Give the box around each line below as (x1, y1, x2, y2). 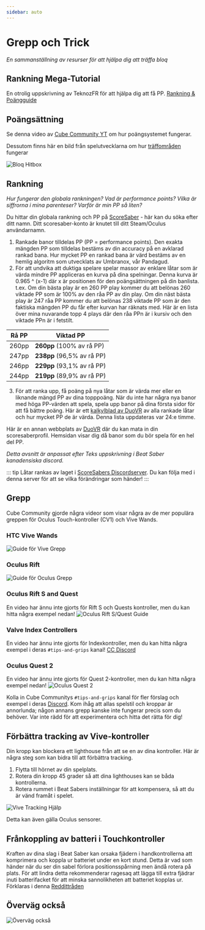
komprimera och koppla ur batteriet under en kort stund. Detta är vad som (6, 856, 193, 864)
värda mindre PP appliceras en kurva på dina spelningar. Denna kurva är (15, 271, 198, 278)
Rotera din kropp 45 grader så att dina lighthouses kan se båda (15, 772, 174, 780)
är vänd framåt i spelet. (15, 792, 74, 799)
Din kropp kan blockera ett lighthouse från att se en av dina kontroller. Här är (6, 748, 199, 755)
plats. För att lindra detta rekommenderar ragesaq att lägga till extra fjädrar (6, 869, 195, 877)
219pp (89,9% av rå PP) (34, 372, 106, 380)
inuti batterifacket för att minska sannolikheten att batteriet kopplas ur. (6, 876, 184, 883)
